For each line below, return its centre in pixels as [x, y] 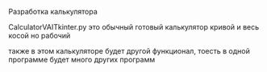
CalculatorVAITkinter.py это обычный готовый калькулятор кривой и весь [134, 27]
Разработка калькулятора [53, 12]
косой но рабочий [40, 36]
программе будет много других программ [82, 60]
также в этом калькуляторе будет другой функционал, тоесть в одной [129, 51]
